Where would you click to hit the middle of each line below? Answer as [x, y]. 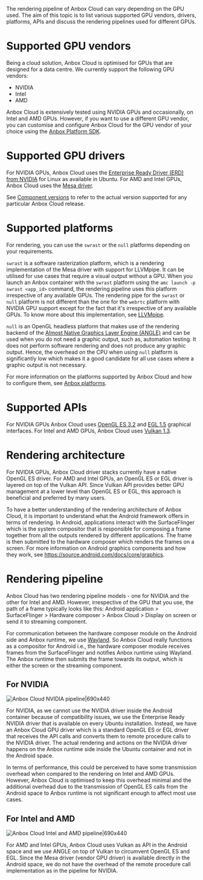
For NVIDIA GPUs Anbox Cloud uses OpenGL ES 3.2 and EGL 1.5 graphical [99, 424]
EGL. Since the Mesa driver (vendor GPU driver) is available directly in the [98, 858]
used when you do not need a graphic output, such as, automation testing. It [101, 339]
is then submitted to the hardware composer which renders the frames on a [100, 541]
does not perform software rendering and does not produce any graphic [96, 345]
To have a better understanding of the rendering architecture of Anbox [94, 509]
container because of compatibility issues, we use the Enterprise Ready [95, 717]
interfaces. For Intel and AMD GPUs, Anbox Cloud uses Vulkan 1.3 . [89, 431]
